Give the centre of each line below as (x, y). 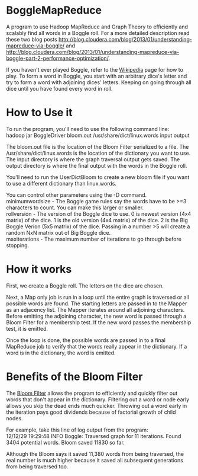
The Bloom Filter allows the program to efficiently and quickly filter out (92, 393)
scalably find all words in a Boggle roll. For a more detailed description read (98, 33)
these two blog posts (32, 39)
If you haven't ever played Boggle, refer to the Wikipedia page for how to (95, 69)
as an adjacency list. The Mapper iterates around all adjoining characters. (95, 309)
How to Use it (39, 113)
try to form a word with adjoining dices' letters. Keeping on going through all (99, 82)
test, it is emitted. (27, 328)
